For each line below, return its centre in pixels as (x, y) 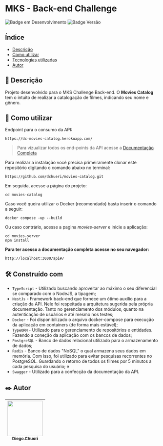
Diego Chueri (25, 438)
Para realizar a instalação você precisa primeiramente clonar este (71, 163)
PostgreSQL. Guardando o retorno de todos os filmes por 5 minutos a (82, 361)
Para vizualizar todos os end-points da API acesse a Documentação (85, 148)
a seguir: (14, 209)
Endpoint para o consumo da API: (39, 130)
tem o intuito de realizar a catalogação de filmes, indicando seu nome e (77, 97)
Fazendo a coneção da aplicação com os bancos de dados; (72, 335)
